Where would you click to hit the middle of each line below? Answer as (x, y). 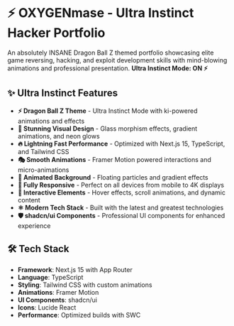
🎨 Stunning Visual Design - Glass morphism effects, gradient (107, 129)
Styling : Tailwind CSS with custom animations (85, 285)
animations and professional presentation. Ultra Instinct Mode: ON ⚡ (107, 68)
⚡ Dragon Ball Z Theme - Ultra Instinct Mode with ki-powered (107, 111)
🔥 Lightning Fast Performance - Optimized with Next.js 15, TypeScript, (121, 143)
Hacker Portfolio (56, 33)
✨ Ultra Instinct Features (63, 93)
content (29, 200)
